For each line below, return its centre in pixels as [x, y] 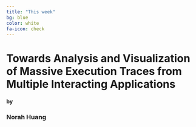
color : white [23, 23]
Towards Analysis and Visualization [98, 59]
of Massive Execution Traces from [94, 72]
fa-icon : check [25, 29]
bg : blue [17, 18]
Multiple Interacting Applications [91, 84]
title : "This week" [31, 12]
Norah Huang [26, 117]
